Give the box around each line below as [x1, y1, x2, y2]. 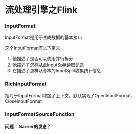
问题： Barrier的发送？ [5, 124, 51, 130]
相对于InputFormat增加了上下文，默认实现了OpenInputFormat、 [5, 92, 135, 98]
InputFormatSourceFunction [5, 110, 75, 117]
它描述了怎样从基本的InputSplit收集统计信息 [12, 68, 101, 74]
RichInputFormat [5, 80, 46, 87]
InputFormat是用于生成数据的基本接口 [5, 34, 82, 40]
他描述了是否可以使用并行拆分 [12, 56, 73, 62]
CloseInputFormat [5, 98, 42, 104]
